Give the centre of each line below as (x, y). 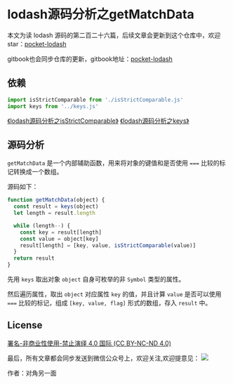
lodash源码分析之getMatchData (101, 14)
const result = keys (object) (56, 207)
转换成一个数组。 (38, 172)
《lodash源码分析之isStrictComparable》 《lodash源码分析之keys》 (98, 121)
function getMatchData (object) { (56, 200)
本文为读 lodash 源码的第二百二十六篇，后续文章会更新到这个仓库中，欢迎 (114, 35)
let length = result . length (55, 213)
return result (34, 258)
